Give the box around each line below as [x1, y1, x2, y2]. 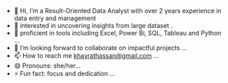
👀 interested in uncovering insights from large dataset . [13, 22, 173, 29]
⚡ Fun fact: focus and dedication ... [13, 70, 116, 77]
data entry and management [13, 14, 96, 22]
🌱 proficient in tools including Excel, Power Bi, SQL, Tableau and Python [13, 29, 222, 37]
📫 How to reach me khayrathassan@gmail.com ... [13, 52, 159, 59]
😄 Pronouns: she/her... [13, 61, 81, 70]
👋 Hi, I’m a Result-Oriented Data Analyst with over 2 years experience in [13, 7, 222, 15]
